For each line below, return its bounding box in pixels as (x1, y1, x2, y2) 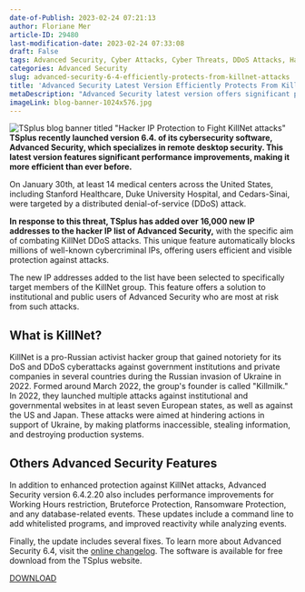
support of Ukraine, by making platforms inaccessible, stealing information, (9, 419, 290, 430)
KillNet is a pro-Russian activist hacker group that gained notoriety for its (9, 352, 281, 363)
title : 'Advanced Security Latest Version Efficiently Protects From (9, 81, 279, 90)
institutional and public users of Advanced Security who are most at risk (9, 292, 280, 303)
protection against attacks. (9, 255, 110, 266)
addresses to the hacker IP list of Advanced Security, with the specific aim (9, 226, 293, 236)
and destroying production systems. (9, 429, 144, 440)
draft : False (9, 47, 59, 56)
